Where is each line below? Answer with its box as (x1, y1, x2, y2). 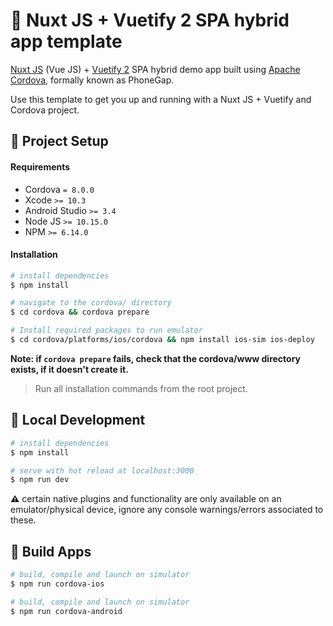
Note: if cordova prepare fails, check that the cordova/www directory (10, 352, 301, 364)
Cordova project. (10, 104, 80, 116)
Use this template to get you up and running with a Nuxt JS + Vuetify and (10, 93, 312, 105)
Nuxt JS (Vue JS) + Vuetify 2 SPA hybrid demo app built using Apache (10, 63, 301, 75)
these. (10, 514, 37, 526)
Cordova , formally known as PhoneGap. (10, 74, 175, 86)
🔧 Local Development (10, 412, 146, 429)
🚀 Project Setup (10, 133, 109, 150)
